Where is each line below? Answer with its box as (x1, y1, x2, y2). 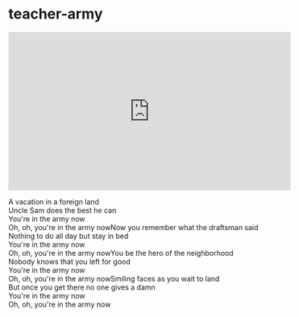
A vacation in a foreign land (8, 196, 99, 206)
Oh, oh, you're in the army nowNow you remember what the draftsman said (8, 222, 259, 232)
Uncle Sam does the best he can (8, 205, 117, 215)
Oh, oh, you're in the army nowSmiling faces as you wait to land (8, 274, 220, 283)
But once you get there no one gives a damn (8, 282, 156, 292)
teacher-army (8, 5, 103, 23)
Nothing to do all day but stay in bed (8, 231, 129, 241)
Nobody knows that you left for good (8, 257, 131, 266)
